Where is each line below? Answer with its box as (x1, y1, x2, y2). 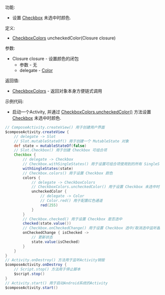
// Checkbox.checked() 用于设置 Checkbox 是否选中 (23, 216, 123, 222)
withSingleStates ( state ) (23, 166, 74, 171)
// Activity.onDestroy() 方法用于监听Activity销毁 (5, 258, 105, 262)
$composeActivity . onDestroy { (5, 262, 67, 267)
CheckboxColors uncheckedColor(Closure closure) (12, 35, 116, 41)
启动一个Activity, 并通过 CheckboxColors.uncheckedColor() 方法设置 (12, 109, 151, 115)
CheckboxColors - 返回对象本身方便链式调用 (12, 88, 102, 94)
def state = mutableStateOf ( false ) (14, 143, 87, 148)
